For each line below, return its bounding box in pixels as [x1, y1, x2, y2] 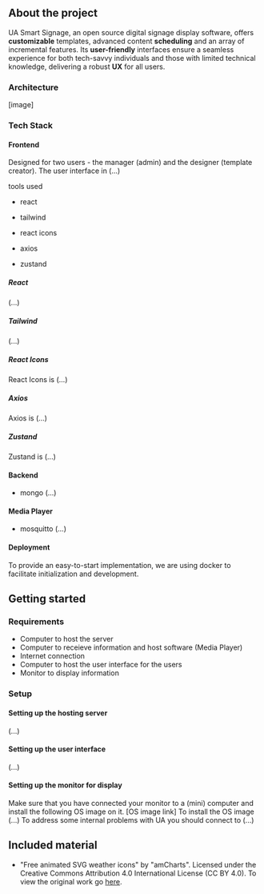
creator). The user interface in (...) [8, 166, 121, 175]
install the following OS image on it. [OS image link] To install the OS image [8, 807, 254, 816]
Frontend [8, 139, 40, 149]
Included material [8, 839, 98, 852]
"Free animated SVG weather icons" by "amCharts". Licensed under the [19, 860, 257, 869]
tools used [8, 182, 43, 191]
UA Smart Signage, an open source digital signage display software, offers [8, 27, 254, 37]
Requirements [8, 616, 65, 627]
